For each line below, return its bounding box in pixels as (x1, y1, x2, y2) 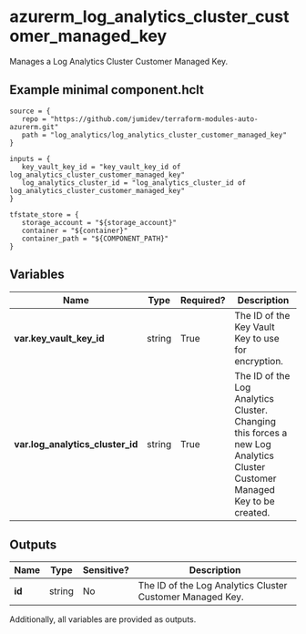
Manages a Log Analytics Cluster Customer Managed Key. (9, 56, 229, 66)
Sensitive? (82, 564, 129, 577)
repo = (21, 114, 47, 124)
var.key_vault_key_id (14, 332, 105, 344)
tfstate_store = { (9, 210, 79, 220)
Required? (180, 293, 226, 306)
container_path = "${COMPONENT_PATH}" (21, 234, 169, 243)
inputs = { (9, 154, 51, 163)
